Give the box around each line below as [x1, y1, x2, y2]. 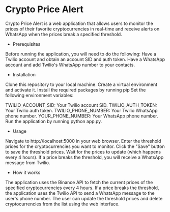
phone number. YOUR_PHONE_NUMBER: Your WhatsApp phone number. [5, 113, 158, 119]
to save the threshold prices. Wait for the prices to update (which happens [5, 148, 161, 155]
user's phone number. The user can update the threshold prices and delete [5, 195, 163, 201]
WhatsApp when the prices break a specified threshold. [5, 31, 122, 37]
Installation [12, 71, 36, 77]
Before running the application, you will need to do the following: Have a [5, 51, 157, 57]
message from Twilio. [5, 159, 50, 166]
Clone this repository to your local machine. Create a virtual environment [5, 81, 158, 87]
